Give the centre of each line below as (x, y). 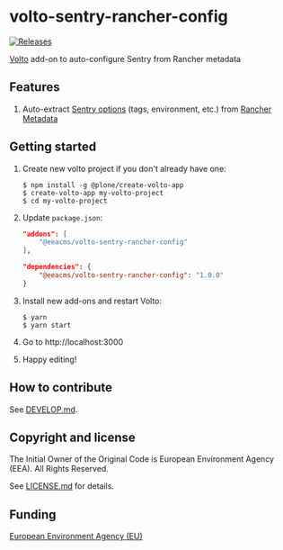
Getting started (53, 147)
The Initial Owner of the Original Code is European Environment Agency (142, 459)
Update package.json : (62, 217)
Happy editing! (49, 359)
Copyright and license (73, 438)
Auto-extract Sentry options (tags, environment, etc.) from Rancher (147, 109)
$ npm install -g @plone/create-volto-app (103, 185)
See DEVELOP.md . (44, 409)
